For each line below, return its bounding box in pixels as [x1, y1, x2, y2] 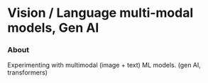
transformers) [7, 68, 48, 77]
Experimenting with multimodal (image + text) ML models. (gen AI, [7, 61, 201, 70]
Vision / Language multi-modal [7, 5, 194, 21]
